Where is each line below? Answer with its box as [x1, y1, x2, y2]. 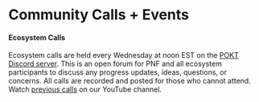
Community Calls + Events [8, 6, 190, 24]
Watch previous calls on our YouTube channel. [8, 84, 162, 94]
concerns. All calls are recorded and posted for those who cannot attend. [8, 76, 251, 86]
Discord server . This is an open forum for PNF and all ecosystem [8, 59, 223, 69]
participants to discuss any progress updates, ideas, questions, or [8, 67, 228, 77]
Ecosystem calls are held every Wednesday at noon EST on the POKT [8, 51, 239, 60]
